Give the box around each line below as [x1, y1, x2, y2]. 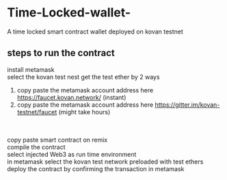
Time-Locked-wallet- [7, 5, 131, 21]
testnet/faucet [16, 107, 57, 116]
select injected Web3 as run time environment [7, 150, 137, 158]
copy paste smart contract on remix [7, 136, 108, 144]
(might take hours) [58, 107, 111, 116]
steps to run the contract [7, 47, 115, 59]
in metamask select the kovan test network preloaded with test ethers [7, 157, 204, 166]
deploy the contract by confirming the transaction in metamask [7, 164, 185, 172]
